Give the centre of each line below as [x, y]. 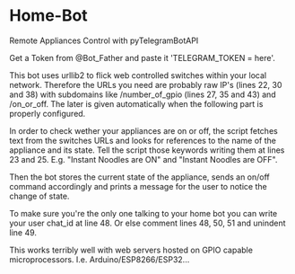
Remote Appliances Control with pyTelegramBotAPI [104, 40]
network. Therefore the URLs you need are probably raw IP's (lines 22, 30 [146, 84]
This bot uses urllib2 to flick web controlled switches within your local [138, 75]
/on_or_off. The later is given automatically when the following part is [136, 103]
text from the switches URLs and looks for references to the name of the [143, 140]
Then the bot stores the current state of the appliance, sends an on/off [140, 177]
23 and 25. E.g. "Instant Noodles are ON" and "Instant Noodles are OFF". [143, 159]
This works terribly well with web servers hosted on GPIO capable [131, 250]
